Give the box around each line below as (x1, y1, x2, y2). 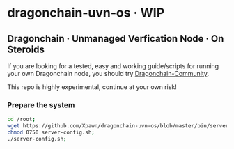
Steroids (7, 43, 45, 55)
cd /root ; (7, 116, 36, 123)
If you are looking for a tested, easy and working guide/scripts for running (7, 62, 219, 70)
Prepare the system (7, 100, 75, 109)
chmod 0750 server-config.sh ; (7, 129, 95, 136)
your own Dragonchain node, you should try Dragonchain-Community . (7, 70, 210, 77)
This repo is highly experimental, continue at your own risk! (7, 83, 178, 91)
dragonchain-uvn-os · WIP (7, 5, 165, 21)
